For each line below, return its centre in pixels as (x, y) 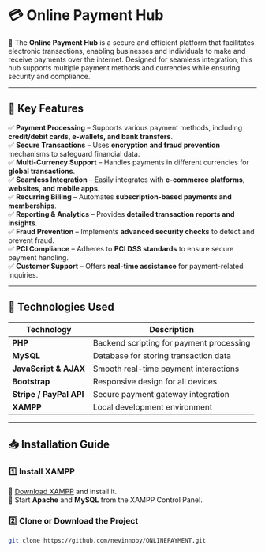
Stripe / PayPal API (48, 394)
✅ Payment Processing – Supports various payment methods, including (125, 127)
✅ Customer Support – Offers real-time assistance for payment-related (126, 266)
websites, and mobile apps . (54, 188)
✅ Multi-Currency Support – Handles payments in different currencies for (129, 162)
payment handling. (39, 257)
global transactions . (42, 171)
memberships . (32, 206)
